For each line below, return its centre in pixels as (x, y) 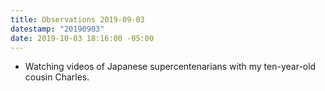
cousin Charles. (57, 77)
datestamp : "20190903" (57, 29)
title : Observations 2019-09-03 (77, 19)
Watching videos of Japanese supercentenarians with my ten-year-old (170, 67)
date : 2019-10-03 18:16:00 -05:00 (82, 38)
